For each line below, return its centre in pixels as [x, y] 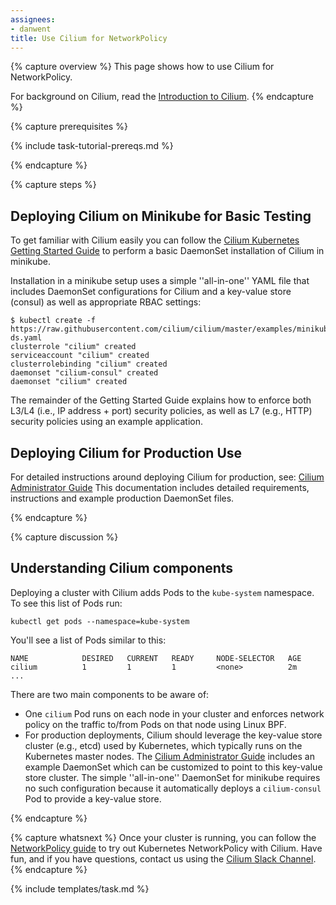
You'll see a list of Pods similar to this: [88, 640]
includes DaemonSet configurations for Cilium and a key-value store [151, 292]
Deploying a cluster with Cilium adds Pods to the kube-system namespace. [162, 592]
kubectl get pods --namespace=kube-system [100, 621]
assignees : [33, 19]
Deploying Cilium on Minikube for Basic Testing [161, 216]
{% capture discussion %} [64, 537]
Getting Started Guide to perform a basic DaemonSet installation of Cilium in [167, 251]
